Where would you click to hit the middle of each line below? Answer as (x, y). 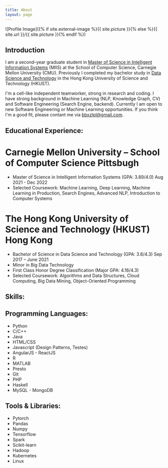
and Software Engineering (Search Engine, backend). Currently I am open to (84, 104)
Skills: (15, 296)
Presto (19, 369)
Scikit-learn (24, 445)
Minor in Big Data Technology (43, 264)
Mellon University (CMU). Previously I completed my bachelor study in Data (83, 73)
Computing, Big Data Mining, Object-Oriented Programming (74, 281)
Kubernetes (24, 455)
